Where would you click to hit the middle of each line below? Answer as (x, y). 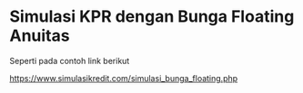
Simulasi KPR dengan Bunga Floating (152, 17)
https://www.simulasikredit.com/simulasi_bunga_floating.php (124, 78)
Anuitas (40, 36)
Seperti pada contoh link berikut (70, 60)
